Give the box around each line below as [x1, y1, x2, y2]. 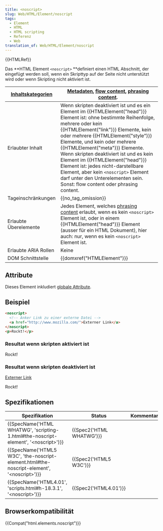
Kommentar [130, 413, 159, 419]
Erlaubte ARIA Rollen [7, 247, 54, 254]
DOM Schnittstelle [7, 255, 49, 261]
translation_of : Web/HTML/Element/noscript [5, 43, 95, 48]
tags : [5, 16, 16, 21]
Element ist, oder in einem [60, 214, 120, 221]
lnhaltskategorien [10, 91, 52, 97]
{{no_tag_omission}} [60, 194, 106, 201]
